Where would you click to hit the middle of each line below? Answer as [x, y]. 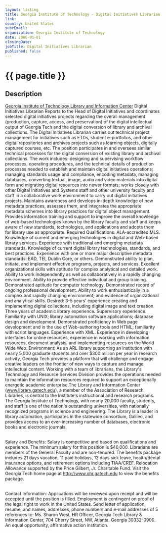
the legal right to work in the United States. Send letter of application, [75, 504]
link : [11, 19]
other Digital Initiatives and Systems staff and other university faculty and [80, 190]
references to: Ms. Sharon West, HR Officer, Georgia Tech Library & [74, 514]
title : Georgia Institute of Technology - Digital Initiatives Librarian [83, 14]
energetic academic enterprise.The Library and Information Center [73, 385]
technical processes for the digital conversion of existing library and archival [83, 153]
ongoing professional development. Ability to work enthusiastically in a [77, 290]
